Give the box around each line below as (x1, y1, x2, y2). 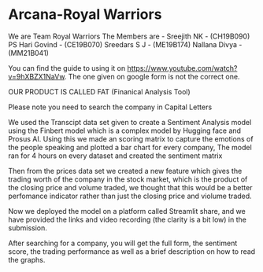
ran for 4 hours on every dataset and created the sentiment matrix (8, 151, 223, 160)
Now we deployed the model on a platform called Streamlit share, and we (8, 206, 246, 215)
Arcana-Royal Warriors (8, 6, 162, 24)
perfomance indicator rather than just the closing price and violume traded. (8, 191, 252, 200)
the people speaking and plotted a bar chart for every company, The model (8, 142, 252, 152)
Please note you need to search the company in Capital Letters (8, 102, 213, 112)
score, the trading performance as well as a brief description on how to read (8, 246, 256, 256)
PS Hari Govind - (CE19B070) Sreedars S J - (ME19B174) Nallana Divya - (8, 39, 243, 49)
